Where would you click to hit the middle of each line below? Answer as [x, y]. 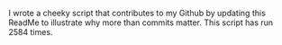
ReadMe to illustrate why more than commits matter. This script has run [141, 22]
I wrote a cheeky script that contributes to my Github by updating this [137, 13]
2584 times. [31, 32]
